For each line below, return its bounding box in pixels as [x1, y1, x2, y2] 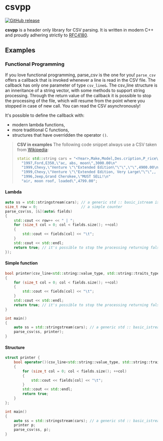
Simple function [5, 260, 38, 266]
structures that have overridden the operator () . [12, 132, 108, 138]
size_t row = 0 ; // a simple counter [5, 204, 123, 209]
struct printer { [5, 355, 40, 360]
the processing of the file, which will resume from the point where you [5, 98, 146, 104]
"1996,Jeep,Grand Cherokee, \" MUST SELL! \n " [21, 174, 111, 179]
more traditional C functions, [12, 127, 69, 133]
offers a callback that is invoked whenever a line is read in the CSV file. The [5, 77, 156, 83]
